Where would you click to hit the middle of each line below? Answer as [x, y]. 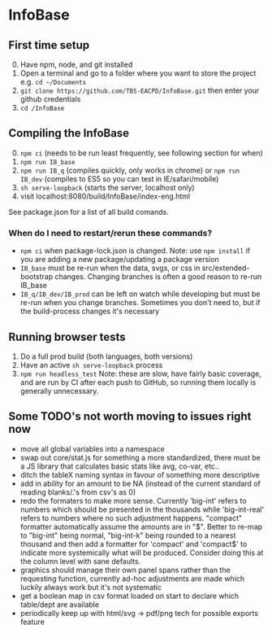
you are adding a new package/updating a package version [119, 260]
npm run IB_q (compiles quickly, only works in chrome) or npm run [130, 170]
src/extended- [226, 268]
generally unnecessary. [59, 391]
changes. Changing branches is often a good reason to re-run [158, 277]
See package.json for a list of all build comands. [89, 212]
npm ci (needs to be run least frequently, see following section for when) [142, 153]
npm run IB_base [47, 162]
